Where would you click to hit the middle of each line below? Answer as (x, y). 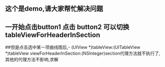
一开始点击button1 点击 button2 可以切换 (67, 27)
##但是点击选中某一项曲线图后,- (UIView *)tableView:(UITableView (73, 47)
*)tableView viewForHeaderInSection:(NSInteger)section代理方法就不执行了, (83, 53)
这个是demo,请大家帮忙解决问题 (54, 9)
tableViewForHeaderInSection (53, 35)
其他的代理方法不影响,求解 (32, 60)
